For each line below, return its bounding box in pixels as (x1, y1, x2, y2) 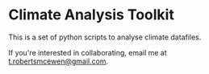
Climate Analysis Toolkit (8, 6, 175, 24)
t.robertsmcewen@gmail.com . (8, 56, 109, 66)
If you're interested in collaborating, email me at (8, 47, 167, 57)
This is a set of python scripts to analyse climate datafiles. (8, 32, 202, 42)
